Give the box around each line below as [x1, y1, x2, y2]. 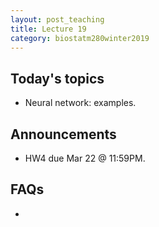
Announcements [10, 126, 117, 143]
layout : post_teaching [10, 14, 105, 25]
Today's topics [10, 70, 105, 87]
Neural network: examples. [24, 97, 137, 109]
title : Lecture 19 [10, 24, 87, 34]
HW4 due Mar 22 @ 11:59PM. [24, 152, 146, 164]
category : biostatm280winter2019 [10, 33, 150, 43]
